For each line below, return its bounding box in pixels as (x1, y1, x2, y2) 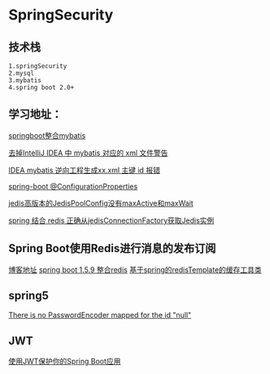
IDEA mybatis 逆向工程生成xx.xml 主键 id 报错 (8, 165, 161, 175)
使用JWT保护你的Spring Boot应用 (8, 356, 121, 367)
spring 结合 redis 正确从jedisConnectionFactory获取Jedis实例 (8, 215, 215, 225)
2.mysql (8, 69, 35, 77)
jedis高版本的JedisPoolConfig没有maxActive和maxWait (8, 198, 194, 208)
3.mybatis (8, 76, 42, 85)
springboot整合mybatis (8, 130, 86, 140)
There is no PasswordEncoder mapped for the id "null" (8, 311, 192, 320)
